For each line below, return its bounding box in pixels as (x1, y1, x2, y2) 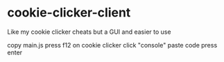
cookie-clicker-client (7, 5, 131, 21)
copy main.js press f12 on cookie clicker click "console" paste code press (7, 41, 218, 49)
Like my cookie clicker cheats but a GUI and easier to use (7, 28, 171, 36)
